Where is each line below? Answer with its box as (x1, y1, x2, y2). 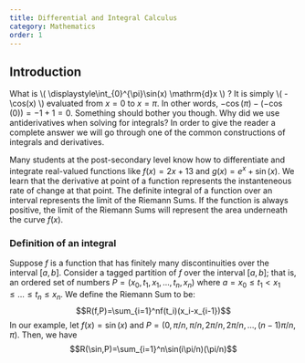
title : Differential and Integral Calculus (9, 13, 178, 23)
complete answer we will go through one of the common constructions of (9, 127, 286, 138)
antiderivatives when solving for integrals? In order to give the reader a (9, 118, 276, 129)
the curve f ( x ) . (9, 213, 64, 224)
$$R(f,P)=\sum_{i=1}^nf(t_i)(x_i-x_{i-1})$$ (76, 305, 231, 316)
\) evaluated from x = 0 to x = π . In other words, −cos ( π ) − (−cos (37, 98, 283, 109)
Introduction (9, 64, 82, 79)
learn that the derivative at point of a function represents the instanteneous (9, 175, 292, 186)
